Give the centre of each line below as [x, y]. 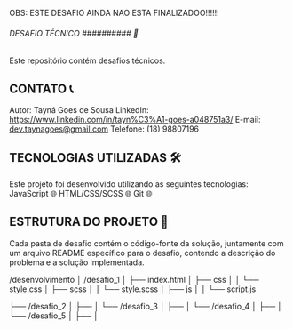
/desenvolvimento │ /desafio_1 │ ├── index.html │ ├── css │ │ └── [134, 279]
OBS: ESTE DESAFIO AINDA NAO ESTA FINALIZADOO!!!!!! [114, 13]
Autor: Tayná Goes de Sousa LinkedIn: [79, 110]
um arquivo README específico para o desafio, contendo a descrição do [143, 253]
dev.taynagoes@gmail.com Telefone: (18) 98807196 [104, 129]
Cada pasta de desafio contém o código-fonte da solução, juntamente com [146, 243]
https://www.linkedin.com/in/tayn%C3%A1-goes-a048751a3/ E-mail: [135, 120]
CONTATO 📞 [41, 88]
